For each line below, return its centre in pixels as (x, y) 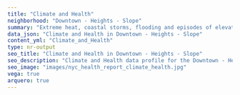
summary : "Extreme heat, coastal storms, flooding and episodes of (110, 27)
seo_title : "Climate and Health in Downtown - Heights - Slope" (105, 54)
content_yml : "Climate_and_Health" (60, 41)
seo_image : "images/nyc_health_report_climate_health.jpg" (97, 67)
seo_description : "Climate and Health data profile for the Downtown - (116, 61)
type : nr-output (31, 47)
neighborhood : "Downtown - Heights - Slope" (75, 21)
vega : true (24, 74)
